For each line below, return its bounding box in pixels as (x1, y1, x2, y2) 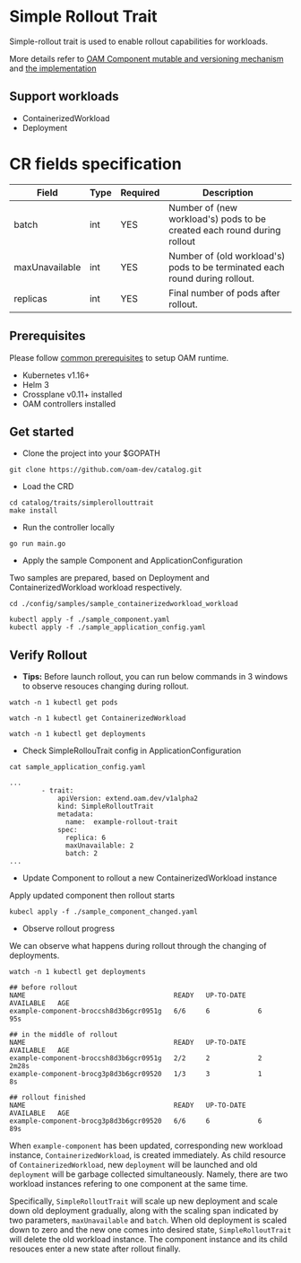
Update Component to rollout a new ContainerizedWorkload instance (21, 873, 278, 883)
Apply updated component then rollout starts (9, 890, 176, 901)
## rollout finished (9, 1093, 87, 1102)
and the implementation (9, 63, 97, 74)
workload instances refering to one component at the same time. (9, 1179, 248, 1189)
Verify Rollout (9, 647, 88, 662)
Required (120, 186, 160, 198)
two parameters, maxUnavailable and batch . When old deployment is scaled (9, 1215, 288, 1226)
